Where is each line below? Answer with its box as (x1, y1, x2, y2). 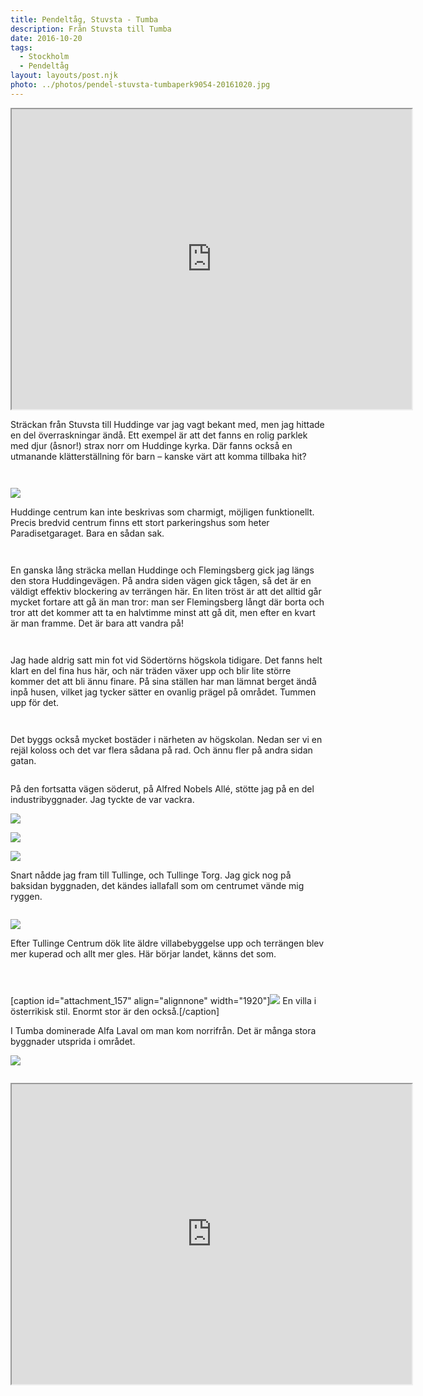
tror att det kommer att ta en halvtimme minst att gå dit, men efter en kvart (10, 606, 316, 618)
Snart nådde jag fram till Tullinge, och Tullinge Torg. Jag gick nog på (10, 869, 292, 881)
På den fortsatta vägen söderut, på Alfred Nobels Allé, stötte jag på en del (10, 782, 315, 795)
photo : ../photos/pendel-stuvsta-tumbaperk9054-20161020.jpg (10, 80, 271, 90)
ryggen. (10, 890, 43, 902)
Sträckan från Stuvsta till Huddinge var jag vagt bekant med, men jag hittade (10, 418, 325, 430)
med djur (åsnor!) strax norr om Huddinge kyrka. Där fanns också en (10, 439, 293, 451)
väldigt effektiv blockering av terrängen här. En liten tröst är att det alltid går (10, 585, 322, 597)
